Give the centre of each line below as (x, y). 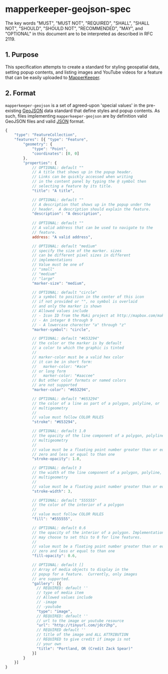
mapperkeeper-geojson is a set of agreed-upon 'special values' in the (75, 105)
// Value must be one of (58, 265)
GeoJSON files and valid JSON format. (45, 121)
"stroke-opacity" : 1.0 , (56, 459)
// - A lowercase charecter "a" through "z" (79, 325)
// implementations (52, 260)
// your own (49, 644)
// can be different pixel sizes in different (81, 255)
